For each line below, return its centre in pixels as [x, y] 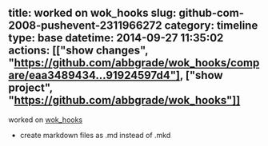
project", [31, 88]
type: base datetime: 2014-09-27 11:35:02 [116, 38]
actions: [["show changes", [78, 51]
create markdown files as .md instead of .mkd [95, 135]
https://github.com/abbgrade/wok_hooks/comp [137, 63]
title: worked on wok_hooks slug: [92, 13]
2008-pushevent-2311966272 [85, 26]
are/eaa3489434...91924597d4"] [94, 75]
